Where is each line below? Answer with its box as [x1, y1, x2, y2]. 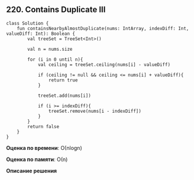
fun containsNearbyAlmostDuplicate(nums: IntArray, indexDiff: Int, [17, 25, 189, 31]
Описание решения [6, 167, 57, 174]
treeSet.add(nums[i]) [37, 93, 92, 99]
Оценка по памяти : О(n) [6, 156, 68, 163]
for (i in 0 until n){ [27, 56, 83, 63]
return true [48, 77, 78, 83]
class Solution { [6, 20, 49, 26]
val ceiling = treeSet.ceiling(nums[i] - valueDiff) [37, 61, 170, 67]
